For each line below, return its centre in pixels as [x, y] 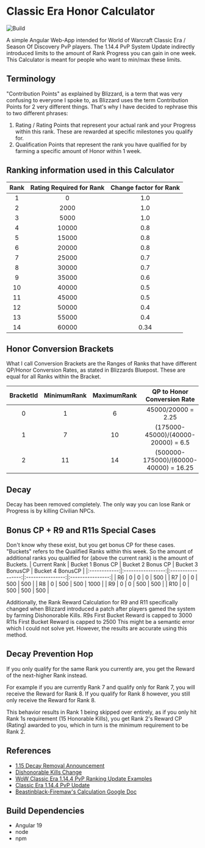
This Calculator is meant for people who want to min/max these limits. [94, 59]
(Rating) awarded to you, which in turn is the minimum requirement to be [97, 725]
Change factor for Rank [145, 187]
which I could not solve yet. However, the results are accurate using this [97, 628]
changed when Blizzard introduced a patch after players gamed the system [101, 609]
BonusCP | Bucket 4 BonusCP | [45, 571]
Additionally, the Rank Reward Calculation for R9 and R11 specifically [92, 602]
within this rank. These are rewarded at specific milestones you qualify [104, 131]
